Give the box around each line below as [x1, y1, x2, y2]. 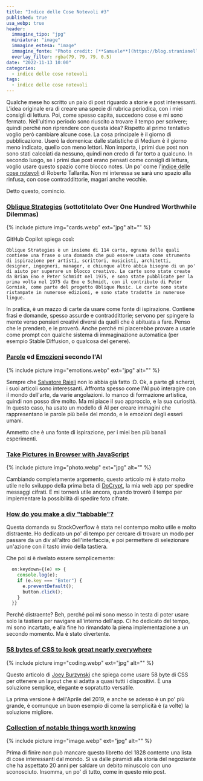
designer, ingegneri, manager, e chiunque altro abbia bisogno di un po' [6, 263, 196, 269]
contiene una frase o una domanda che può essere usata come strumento [6, 252, 190, 259]
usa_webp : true [6, 20, 45, 26]
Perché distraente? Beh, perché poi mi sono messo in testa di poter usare [6, 611, 189, 618]
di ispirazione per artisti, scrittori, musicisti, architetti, [6, 258, 172, 264]
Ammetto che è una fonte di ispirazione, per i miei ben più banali [6, 428, 167, 436]
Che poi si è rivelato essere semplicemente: [6, 555, 115, 562]
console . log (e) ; [17, 572, 59, 578]
